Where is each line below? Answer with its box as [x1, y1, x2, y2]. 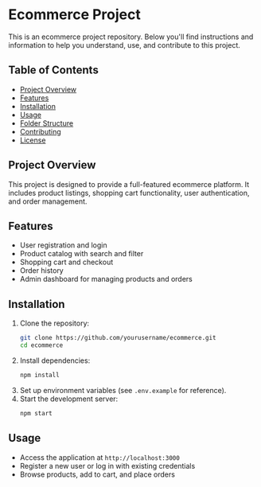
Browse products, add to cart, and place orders [19, 469, 175, 479]
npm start [19, 409, 53, 417]
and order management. [8, 197, 88, 206]
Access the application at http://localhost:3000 [19, 452, 181, 462]
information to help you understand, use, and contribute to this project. [8, 40, 241, 49]
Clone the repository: [19, 318, 90, 328]
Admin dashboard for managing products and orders [19, 275, 193, 284]
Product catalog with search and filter [19, 249, 144, 259]
